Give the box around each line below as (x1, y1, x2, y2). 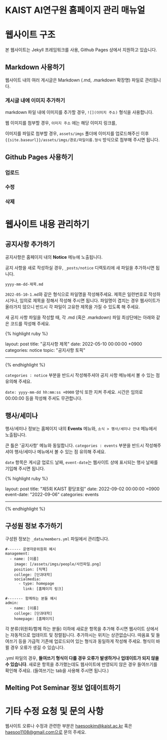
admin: (5, 601, 19, 606)
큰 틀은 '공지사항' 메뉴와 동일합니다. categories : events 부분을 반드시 (5, 443, 144, 449)
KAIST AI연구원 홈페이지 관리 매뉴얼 (5, 4, 146, 16)
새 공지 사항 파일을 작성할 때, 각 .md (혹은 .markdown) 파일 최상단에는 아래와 (5, 314, 155, 320)
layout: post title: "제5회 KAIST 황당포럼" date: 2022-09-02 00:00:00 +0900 (5, 486, 160, 492)
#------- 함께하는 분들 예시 (5, 596, 57, 601)
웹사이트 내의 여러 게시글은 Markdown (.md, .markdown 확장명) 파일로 (5, 77, 144, 83)
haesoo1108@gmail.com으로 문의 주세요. (5, 729, 86, 735)
